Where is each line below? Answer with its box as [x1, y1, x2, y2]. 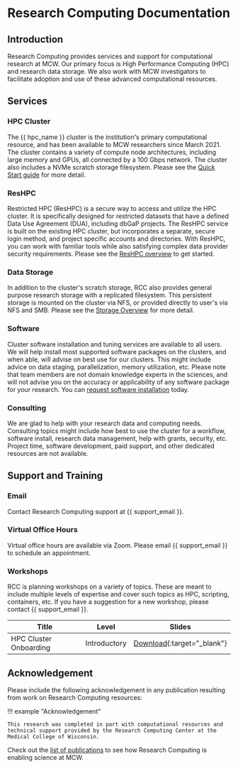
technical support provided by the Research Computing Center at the [7, 726, 217, 734]
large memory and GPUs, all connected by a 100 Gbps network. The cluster [7, 155, 228, 164]
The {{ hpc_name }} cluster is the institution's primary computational [7, 133, 208, 141]
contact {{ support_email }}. [7, 605, 89, 613]
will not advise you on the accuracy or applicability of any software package [7, 378, 230, 386]
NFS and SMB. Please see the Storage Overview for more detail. [7, 306, 195, 315]
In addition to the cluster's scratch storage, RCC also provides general [7, 283, 212, 292]
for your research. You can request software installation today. [7, 385, 190, 393]
